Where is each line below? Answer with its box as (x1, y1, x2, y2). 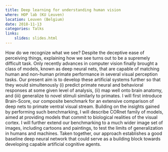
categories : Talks (5, 26, 44, 31)
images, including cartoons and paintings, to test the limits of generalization (5, 125, 163, 131)
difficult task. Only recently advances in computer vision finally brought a (5, 60, 158, 66)
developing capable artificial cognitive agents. (5, 141, 101, 147)
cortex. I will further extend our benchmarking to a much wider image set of (5, 120, 163, 126)
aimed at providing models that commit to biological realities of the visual (5, 114, 158, 120)
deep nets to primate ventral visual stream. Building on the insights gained (5, 103, 160, 109)
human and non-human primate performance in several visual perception (5, 71, 158, 77)
